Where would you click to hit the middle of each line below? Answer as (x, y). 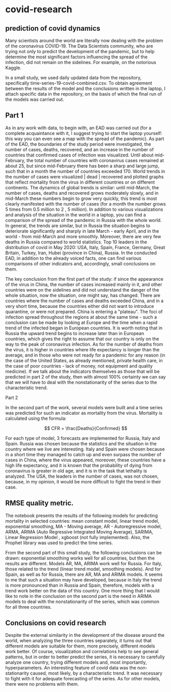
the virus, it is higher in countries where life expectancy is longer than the (82, 349)
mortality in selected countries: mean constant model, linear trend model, (82, 521)
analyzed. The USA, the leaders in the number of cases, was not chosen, (82, 476)
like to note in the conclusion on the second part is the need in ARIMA (79, 596)
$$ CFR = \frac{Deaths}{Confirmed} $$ (86, 428)
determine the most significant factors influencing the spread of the (77, 57)
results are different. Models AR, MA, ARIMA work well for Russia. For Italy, (84, 563)
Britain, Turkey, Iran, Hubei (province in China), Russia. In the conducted (81, 253)
